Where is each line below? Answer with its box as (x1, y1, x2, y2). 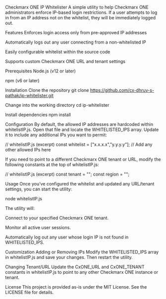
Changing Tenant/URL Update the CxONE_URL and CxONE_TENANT (5, 264, 145, 270)
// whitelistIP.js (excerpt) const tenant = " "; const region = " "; (5, 171, 130, 177)
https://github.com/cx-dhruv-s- (90, 87, 155, 93)
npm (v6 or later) (5, 78, 40, 83)
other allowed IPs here (5, 147, 51, 153)
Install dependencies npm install (5, 112, 71, 118)
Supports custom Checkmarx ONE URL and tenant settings (5, 59, 125, 64)
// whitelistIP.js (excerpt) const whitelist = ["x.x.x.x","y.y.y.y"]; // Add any (5, 141, 153, 147)
